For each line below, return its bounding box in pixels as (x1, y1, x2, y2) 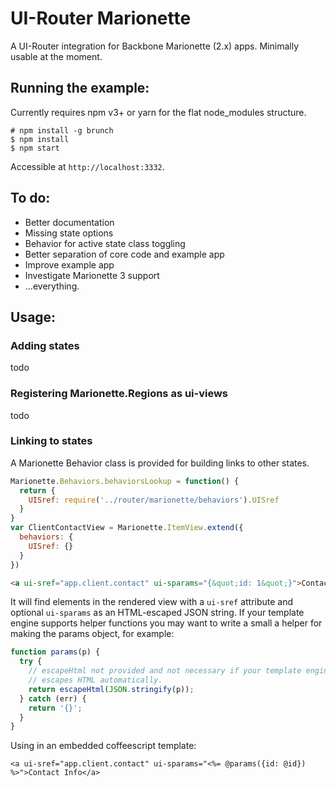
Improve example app (24, 258, 115, 271)
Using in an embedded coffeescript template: (10, 740, 197, 752)
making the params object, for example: (10, 628, 175, 640)
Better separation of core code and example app (24, 248, 225, 260)
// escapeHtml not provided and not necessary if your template (28, 666, 302, 676)
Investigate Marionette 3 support (24, 269, 160, 281)
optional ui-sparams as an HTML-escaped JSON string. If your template (10, 607, 305, 619)
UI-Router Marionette (10, 7, 192, 30)
